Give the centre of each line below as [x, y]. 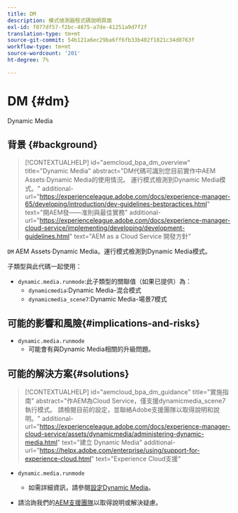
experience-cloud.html [58, 459]
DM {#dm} [39, 101]
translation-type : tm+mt [44, 34]
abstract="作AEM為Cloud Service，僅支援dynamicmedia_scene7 [131, 401]
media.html [41, 442]
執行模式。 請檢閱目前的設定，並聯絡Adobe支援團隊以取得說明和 [119, 410]
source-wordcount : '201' [44, 54]
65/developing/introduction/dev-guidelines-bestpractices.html [116, 204]
